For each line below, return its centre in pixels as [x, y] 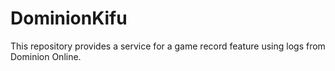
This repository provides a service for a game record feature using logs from [168, 46]
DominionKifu [69, 18]
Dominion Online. [46, 56]
